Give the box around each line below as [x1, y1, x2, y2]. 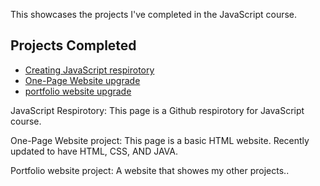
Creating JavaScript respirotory [24, 64, 155, 76]
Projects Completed [10, 37, 137, 54]
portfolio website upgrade [24, 85, 132, 97]
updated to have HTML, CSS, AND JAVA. [10, 145, 179, 157]
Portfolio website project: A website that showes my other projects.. [10, 164, 290, 176]
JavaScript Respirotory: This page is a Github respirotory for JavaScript [10, 104, 305, 116]
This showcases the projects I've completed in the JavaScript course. [10, 9, 298, 20]
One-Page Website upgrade [24, 74, 141, 86]
